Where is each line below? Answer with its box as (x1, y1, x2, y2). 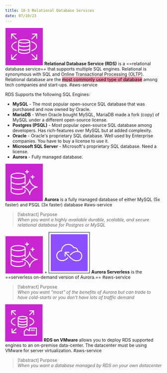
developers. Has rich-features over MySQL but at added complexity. (12, 127, 153, 133)
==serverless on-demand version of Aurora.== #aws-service (5, 274, 131, 280)
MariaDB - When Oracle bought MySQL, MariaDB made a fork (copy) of (12, 111, 160, 117)
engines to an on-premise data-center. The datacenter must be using (5, 342, 147, 348)
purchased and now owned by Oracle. (12, 106, 91, 112)
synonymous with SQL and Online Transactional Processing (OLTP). (5, 71, 144, 77)
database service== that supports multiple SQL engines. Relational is (5, 66, 147, 72)
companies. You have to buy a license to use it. (12, 138, 109, 144)
